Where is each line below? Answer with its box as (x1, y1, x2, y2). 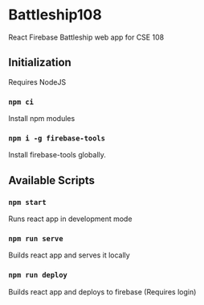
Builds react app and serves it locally (8, 250, 130, 260)
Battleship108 (8, 6, 102, 24)
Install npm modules (8, 114, 75, 123)
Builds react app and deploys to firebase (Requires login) (8, 286, 197, 296)
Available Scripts (8, 173, 95, 187)
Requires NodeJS (8, 77, 67, 86)
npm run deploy (8, 270, 68, 280)
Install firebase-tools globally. (8, 150, 107, 160)
